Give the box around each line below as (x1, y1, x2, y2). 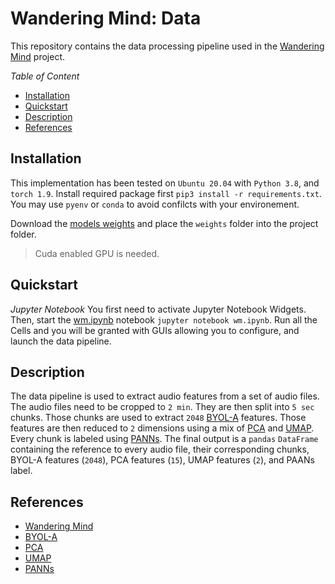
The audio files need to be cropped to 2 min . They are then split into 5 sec (10, 401, 315, 413)
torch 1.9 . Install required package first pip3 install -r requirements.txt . (10, 187, 322, 199)
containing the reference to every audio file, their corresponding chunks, (10, 443, 310, 456)
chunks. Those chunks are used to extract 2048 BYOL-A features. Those (10, 412, 307, 424)
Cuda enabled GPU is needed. (34, 247, 160, 259)
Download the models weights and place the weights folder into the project (10, 217, 319, 229)
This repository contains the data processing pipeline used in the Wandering (10, 40, 325, 52)
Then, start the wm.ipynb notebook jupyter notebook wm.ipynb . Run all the (10, 313, 318, 326)
